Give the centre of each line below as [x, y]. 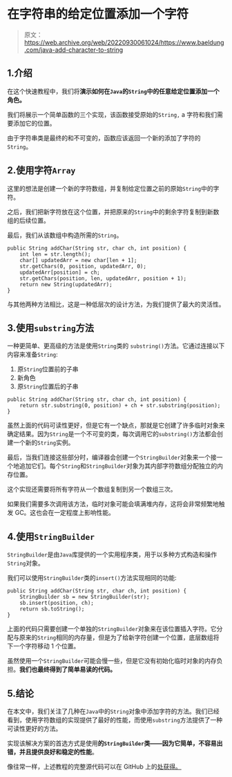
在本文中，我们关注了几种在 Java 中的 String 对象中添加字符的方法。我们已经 [113, 711]
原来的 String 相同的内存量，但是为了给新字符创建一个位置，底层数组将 [119, 637]
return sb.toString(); [52, 609]
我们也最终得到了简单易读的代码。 [68, 670]
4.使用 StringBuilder [51, 536]
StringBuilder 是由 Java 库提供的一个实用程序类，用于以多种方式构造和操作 [112, 554]
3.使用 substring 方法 [51, 328]
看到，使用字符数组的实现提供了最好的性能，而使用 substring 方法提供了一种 [115, 720]
